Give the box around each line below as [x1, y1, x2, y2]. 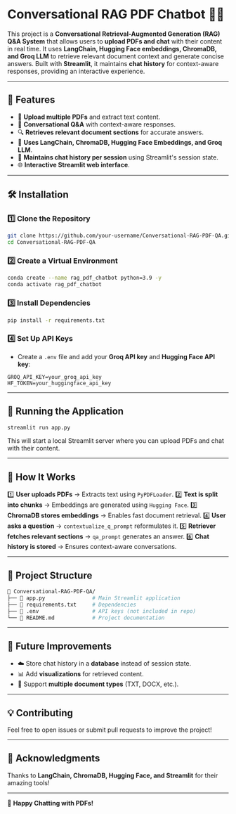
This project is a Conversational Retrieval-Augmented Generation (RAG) [7, 30, 221, 38]
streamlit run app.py [7, 424, 71, 431]
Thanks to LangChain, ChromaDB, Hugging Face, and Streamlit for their [7, 771, 218, 780]
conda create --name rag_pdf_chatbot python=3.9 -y [7, 274, 162, 282]
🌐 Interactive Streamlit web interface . [17, 160, 130, 169]
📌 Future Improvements [7, 640, 112, 652]
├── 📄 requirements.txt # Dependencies [7, 601, 137, 608]
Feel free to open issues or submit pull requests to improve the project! [7, 725, 212, 734]
